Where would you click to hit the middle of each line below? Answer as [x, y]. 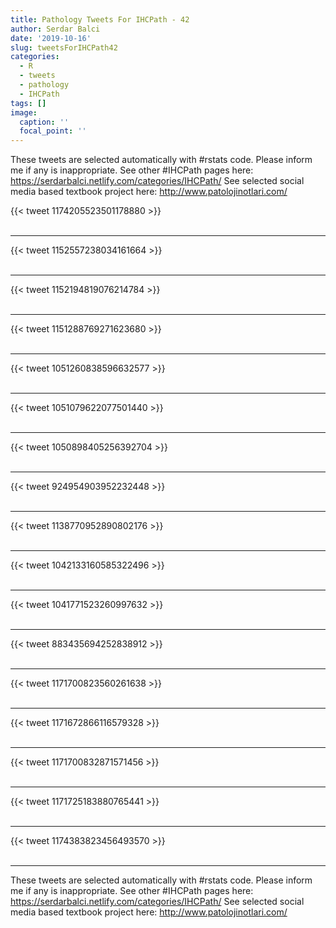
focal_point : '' [53, 131]
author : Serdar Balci [55, 29]
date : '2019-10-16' [51, 38]
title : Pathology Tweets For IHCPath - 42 [100, 19]
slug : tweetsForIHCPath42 [64, 47]
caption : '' [44, 122]
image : [24, 112]
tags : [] [28, 103]
